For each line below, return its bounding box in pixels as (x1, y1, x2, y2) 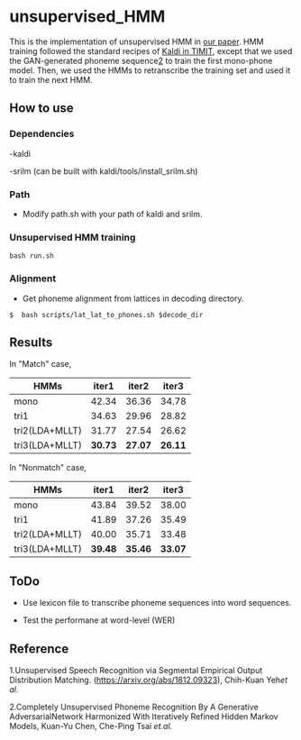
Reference (9, 641, 69, 656)
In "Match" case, (9, 359, 72, 370)
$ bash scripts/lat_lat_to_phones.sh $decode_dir (9, 310, 204, 319)
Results (9, 334, 53, 350)
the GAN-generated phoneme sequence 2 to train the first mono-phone (9, 55, 273, 66)
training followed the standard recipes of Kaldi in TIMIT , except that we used (9, 45, 293, 56)
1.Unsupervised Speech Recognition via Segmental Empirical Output (9, 664, 263, 675)
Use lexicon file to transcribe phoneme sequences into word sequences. (22, 598, 292, 608)
